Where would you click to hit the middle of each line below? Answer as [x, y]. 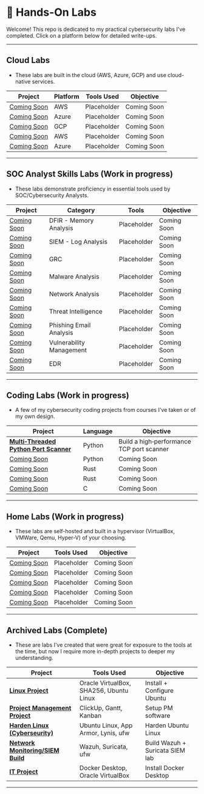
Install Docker [165, 768]
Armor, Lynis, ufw [104, 733]
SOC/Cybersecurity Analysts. [52, 195]
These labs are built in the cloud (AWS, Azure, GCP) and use [91, 75]
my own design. [35, 416]
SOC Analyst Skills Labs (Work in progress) [90, 174]
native [23, 81]
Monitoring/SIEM [34, 750]
